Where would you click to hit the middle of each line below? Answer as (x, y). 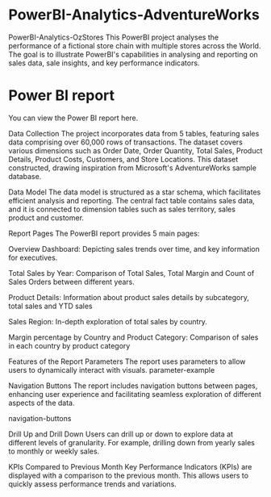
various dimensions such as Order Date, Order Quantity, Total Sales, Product (135, 150)
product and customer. (46, 217)
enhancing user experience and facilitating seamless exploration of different (135, 394)
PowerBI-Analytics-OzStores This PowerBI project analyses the (114, 37)
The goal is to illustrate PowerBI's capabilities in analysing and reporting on (133, 54)
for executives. (33, 257)
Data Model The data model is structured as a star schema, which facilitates (135, 192)
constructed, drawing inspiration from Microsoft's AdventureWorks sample (132, 168)
